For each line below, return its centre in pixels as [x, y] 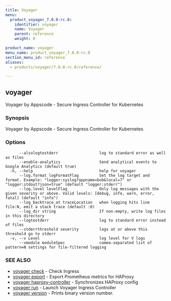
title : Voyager [22, 10]
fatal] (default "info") [32, 198]
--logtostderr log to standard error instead [92, 220]
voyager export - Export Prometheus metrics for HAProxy [73, 276]
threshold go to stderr [31, 234]
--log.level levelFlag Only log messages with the [89, 189]
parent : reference [34, 34]
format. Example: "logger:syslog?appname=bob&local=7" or [68, 180]
